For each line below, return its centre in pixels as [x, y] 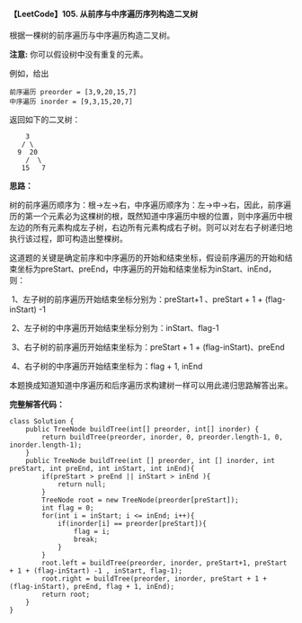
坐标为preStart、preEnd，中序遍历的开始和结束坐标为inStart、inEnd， [147, 269]
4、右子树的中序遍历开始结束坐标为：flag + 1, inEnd [107, 366]
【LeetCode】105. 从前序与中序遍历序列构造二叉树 [104, 13]
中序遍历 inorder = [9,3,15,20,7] [71, 102]
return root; [66, 595]
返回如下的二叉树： [45, 120]
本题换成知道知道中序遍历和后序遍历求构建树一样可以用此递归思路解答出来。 [151, 386]
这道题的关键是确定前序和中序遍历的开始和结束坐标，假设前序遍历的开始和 [147, 258]
